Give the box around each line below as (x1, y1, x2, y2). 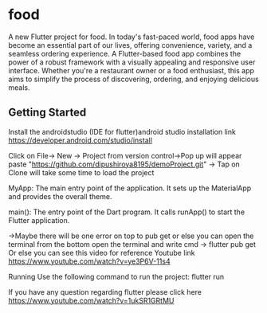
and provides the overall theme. (8, 191, 112, 201)
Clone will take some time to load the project (8, 167, 155, 177)
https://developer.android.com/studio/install (8, 135, 153, 145)
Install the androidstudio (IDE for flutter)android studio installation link (8, 127, 237, 136)
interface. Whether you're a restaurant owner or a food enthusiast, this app (8, 65, 255, 75)
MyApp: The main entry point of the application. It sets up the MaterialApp (8, 183, 252, 193)
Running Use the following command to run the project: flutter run (8, 272, 225, 281)
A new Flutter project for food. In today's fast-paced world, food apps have (8, 32, 255, 41)
